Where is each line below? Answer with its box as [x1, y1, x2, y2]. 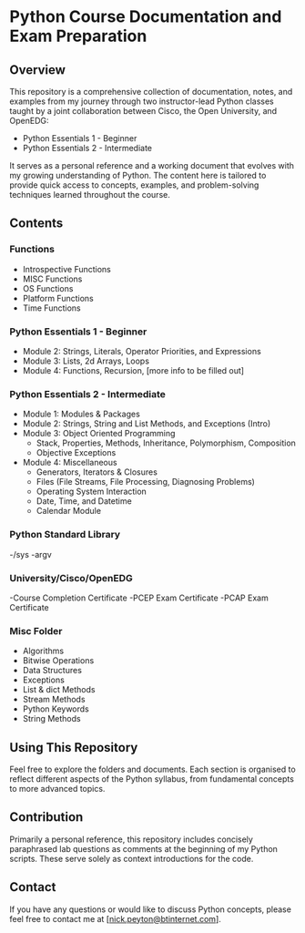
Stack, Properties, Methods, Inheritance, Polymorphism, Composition [36, 437, 296, 448]
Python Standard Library [9, 528, 121, 541]
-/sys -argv [9, 549, 52, 559]
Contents [9, 216, 64, 231]
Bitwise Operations [22, 655, 95, 666]
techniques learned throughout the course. [9, 190, 170, 200]
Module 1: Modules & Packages [22, 408, 141, 420]
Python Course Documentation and [9, 6, 282, 27]
